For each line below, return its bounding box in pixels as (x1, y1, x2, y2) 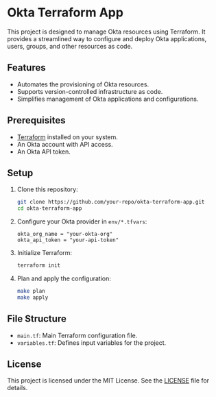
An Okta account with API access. (16, 140, 113, 148)
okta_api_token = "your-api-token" (16, 237, 119, 244)
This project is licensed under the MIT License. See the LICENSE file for (7, 376, 210, 385)
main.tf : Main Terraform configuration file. (16, 331, 138, 339)
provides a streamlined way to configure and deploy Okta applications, (7, 34, 207, 43)
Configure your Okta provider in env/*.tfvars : (16, 217, 147, 226)
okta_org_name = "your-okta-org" (16, 231, 113, 238)
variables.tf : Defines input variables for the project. (16, 338, 167, 347)
